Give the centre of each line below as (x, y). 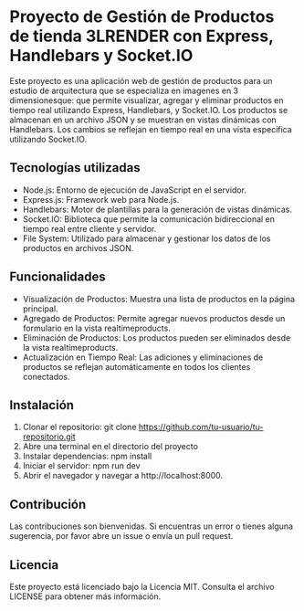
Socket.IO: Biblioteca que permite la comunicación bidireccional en (149, 219)
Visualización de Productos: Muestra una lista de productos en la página (158, 299)
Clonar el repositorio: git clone (79, 427)
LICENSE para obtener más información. (85, 596)
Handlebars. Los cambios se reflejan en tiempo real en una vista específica (151, 129)
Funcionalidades (58, 277)
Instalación (42, 405)
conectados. (46, 376)
